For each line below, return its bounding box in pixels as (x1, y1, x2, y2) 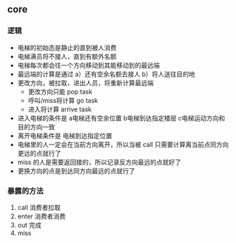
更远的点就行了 (17, 149, 61, 157)
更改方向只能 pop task (27, 87, 93, 96)
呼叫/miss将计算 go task (27, 96, 99, 104)
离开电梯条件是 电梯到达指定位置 (17, 131, 113, 139)
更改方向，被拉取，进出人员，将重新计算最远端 (17, 78, 154, 87)
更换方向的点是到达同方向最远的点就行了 (17, 166, 135, 175)
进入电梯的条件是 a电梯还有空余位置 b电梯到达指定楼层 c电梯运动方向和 (17, 113, 225, 122)
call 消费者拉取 (17, 203, 61, 211)
